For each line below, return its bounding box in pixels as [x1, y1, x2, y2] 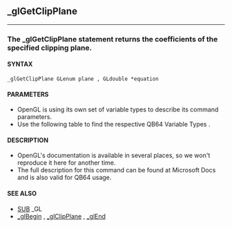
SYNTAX [7, 60, 33, 69]
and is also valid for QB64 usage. [17, 173, 112, 182]
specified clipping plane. [7, 43, 92, 53]
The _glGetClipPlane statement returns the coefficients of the [7, 34, 218, 44]
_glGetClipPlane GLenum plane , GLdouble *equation [7, 75, 159, 82]
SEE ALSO [7, 189, 37, 197]
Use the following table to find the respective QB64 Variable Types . [17, 120, 211, 129]
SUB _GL [17, 204, 43, 213]
